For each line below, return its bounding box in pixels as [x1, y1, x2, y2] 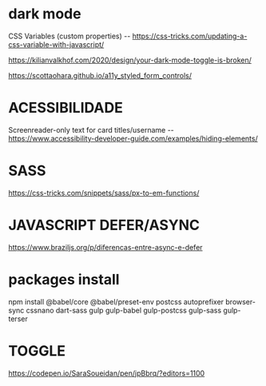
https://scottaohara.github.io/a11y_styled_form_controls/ [8, 70, 193, 80]
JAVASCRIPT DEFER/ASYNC [8, 217, 200, 234]
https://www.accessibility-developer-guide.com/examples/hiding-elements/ [8, 133, 258, 143]
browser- [225, 296, 256, 306]
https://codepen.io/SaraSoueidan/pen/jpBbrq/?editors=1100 [8, 368, 205, 378]
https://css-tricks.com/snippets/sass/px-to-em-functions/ [8, 188, 200, 197]
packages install [8, 270, 120, 289]
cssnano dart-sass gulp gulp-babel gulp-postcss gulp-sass [26, 305, 222, 315]
